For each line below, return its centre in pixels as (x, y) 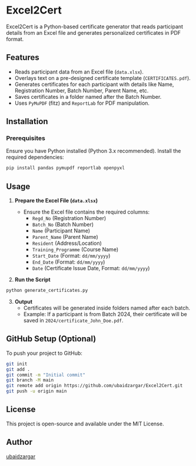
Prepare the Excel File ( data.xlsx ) (56, 201)
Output (24, 302)
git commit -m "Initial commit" (46, 375)
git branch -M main (30, 380)
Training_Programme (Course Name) (75, 249)
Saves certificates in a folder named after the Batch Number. (88, 96)
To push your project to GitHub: (44, 353)
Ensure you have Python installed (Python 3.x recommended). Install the (94, 151)
